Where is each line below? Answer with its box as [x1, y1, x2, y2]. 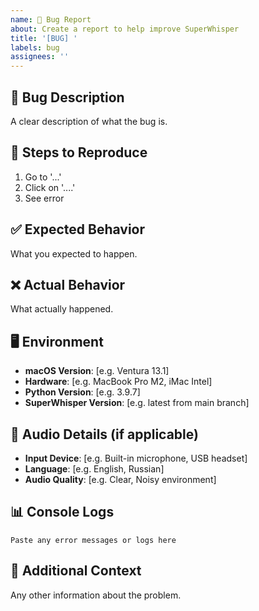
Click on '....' [24, 181, 76, 193]
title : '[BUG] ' [10, 33, 78, 43]
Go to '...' [24, 171, 62, 183]
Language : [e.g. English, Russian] [24, 463, 165, 475]
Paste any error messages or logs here [10, 535, 177, 545]
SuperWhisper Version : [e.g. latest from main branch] [24, 397, 250, 409]
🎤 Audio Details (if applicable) [10, 426, 199, 443]
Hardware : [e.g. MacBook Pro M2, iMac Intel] [24, 376, 213, 388]
